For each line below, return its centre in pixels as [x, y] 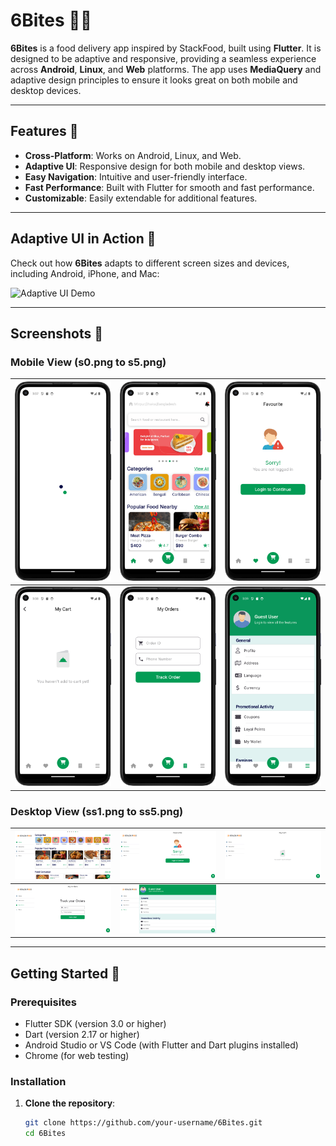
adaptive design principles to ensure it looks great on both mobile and [154, 80]
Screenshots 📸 [57, 333]
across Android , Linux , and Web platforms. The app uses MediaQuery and [166, 69]
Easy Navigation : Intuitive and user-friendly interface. [136, 176]
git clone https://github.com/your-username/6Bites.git [143, 1123]
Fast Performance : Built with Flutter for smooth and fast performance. [169, 187]
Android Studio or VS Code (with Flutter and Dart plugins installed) [161, 1045]
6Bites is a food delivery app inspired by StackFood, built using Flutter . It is [166, 48]
